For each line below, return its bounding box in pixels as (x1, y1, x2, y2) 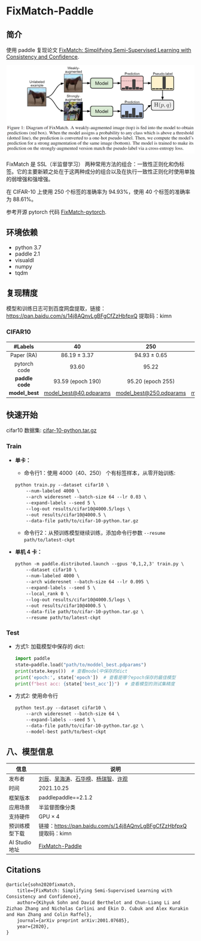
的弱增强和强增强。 (6, 175, 54, 182)
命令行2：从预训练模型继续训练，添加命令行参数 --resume (23, 529, 166, 536)
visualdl (14, 256, 34, 264)
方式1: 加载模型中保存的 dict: (14, 643, 85, 650)
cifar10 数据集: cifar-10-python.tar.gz (6, 427, 97, 434)
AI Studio (8, 839, 32, 846)
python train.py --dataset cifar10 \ (14, 482, 109, 488)
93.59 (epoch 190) (53, 378, 102, 385)
